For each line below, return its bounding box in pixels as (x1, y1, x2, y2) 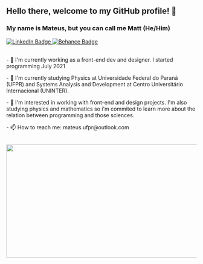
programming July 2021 (6, 62, 65, 69)
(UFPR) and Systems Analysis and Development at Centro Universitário (6, 80, 183, 88)
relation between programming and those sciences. (6, 111, 135, 118)
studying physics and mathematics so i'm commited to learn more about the (6, 105, 196, 112)
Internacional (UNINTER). (6, 87, 69, 94)
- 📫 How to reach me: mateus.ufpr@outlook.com (6, 123, 129, 130)
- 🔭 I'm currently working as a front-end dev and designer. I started (6, 56, 173, 63)
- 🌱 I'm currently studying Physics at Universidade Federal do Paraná (6, 74, 178, 82)
